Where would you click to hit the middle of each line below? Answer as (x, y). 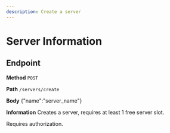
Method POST (22, 78)
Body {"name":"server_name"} (44, 100)
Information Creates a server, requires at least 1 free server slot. (85, 112)
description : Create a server (44, 12)
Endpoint (23, 63)
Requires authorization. (35, 123)
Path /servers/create (33, 89)
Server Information (54, 41)
